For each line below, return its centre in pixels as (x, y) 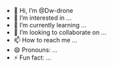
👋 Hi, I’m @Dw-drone (43, 11)
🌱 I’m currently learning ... (50, 25)
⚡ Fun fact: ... (32, 57)
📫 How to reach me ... (45, 40)
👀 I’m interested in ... (42, 18)
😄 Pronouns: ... (36, 50)
